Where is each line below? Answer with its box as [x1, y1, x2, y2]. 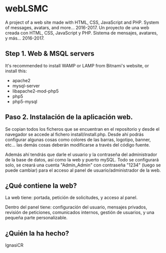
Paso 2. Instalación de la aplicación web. [5, 113, 133, 121]
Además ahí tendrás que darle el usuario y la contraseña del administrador [5, 152, 158, 157]
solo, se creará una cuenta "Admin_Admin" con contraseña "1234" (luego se [5, 162, 161, 168]
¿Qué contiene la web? [5, 181, 77, 190]
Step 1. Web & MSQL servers [5, 50, 95, 58]
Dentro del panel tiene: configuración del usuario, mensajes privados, [5, 204, 147, 210]
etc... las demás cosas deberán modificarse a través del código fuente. [5, 142, 150, 148]
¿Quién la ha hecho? [5, 229, 69, 238]
